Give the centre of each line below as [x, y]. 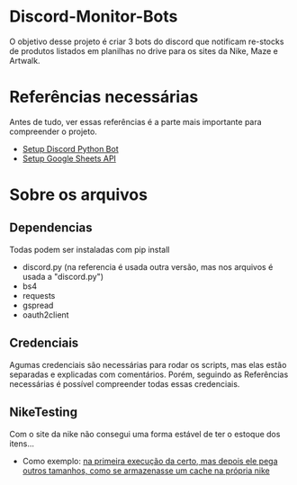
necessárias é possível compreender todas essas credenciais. [125, 383]
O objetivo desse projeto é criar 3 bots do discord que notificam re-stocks [147, 41]
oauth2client [45, 314]
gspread [38, 305]
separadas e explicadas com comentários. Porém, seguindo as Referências [149, 374]
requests [39, 295]
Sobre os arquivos [79, 195]
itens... [22, 444]
